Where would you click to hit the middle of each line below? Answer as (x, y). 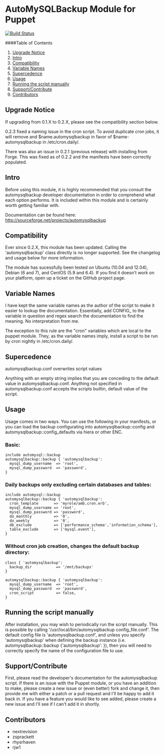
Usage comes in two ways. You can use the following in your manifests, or (81, 421)
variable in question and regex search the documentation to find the (74, 316)
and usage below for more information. (45, 258)
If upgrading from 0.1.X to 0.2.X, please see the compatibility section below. (82, 122)
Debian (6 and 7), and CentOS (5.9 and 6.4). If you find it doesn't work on (80, 273)
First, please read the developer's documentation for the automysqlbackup (81, 678)
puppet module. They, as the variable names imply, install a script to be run (82, 336)
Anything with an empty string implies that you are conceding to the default (82, 378)
